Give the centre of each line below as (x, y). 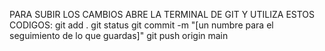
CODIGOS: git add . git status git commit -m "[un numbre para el (141, 25)
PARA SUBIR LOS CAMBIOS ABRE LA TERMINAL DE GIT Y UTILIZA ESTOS (162, 14)
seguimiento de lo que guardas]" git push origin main (119, 35)
